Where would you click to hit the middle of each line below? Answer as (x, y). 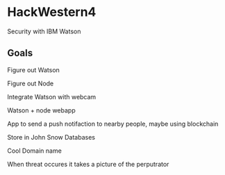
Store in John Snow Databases (51, 137)
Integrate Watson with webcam (52, 97)
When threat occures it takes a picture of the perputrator (88, 164)
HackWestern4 (52, 12)
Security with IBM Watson (44, 31)
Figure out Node (31, 83)
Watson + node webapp (42, 110)
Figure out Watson (34, 69)
